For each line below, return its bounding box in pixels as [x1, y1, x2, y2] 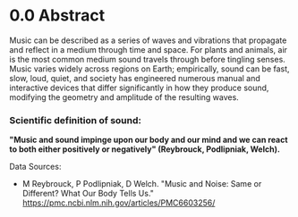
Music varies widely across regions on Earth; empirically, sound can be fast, [9, 63, 290, 74]
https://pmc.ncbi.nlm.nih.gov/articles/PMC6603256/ [21, 197, 216, 208]
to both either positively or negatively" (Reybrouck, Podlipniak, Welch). [9, 144, 280, 154]
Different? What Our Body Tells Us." [21, 188, 155, 199]
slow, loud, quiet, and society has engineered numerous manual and [9, 72, 261, 83]
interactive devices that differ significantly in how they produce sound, [9, 82, 269, 93]
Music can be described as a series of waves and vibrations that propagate [9, 35, 287, 46]
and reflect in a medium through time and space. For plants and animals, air [9, 44, 288, 54]
